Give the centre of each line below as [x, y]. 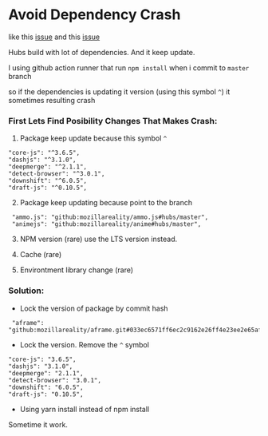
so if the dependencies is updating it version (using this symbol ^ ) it [119, 91]
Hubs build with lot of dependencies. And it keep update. [102, 52]
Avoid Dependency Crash [95, 15]
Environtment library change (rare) [77, 270]
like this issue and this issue [54, 37]
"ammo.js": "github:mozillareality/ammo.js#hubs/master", [110, 217]
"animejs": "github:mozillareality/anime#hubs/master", [106, 224]
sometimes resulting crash [52, 100]
